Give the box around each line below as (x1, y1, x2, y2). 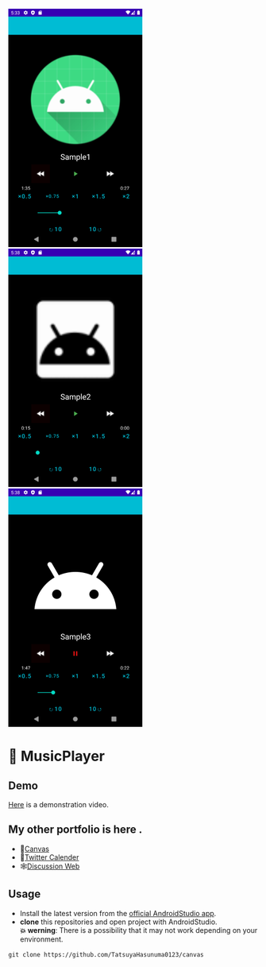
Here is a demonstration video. (8, 800, 109, 809)
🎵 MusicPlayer (8, 748, 106, 765)
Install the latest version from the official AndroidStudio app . (19, 908, 217, 918)
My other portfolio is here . (8, 823, 143, 837)
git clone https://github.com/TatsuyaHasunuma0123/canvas (8, 950, 204, 958)
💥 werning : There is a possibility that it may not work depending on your (19, 925, 258, 934)
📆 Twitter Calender (19, 852, 79, 862)
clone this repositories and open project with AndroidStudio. (19, 917, 218, 926)
